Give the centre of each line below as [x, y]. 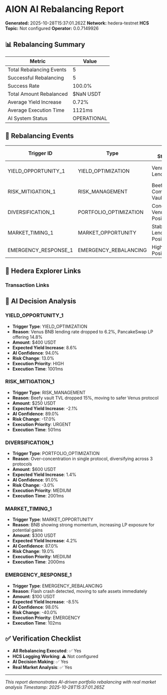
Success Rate [24, 86]
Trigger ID [40, 153]
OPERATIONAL [90, 118]
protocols [22, 464]
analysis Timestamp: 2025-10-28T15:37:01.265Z [55, 687]
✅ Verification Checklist [43, 639]
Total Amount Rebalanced [38, 94]
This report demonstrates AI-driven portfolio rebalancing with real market [81, 682]
